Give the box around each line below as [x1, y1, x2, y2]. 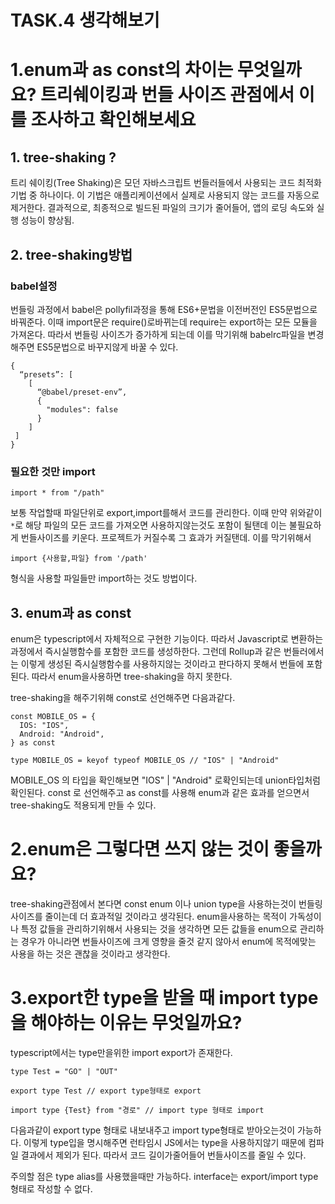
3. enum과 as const [10, 604, 132, 621]
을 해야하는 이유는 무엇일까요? [10, 1012, 243, 1035]
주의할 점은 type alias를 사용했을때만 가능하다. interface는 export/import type [10, 1170, 319, 1182]
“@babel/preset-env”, [36, 387, 128, 397]
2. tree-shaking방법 [10, 246, 133, 263]
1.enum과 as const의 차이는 [10, 59, 234, 81]
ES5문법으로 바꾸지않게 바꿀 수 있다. [36, 341, 179, 353]
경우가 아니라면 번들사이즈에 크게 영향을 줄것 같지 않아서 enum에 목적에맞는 [20, 935, 317, 947]
